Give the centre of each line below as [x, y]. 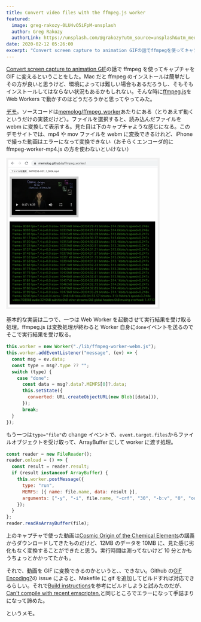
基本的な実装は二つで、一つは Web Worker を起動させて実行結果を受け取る [99, 319]
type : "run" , [38, 485]
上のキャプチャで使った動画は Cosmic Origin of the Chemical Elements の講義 [100, 536]
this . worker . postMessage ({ [51, 479]
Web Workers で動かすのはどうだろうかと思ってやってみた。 [81, 99]
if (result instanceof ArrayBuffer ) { [60, 473]
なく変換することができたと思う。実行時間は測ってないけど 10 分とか [102, 551]
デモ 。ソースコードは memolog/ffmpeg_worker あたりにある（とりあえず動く [100, 111]
